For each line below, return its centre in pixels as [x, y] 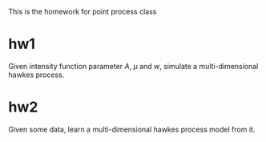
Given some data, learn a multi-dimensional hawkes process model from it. [132, 129]
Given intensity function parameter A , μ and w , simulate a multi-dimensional [133, 66]
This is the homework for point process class [83, 12]
